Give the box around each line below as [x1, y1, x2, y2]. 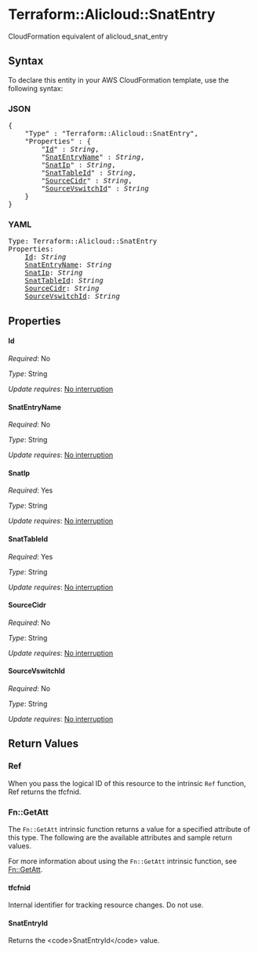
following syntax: [8, 83, 64, 93]
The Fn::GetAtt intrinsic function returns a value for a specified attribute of [8, 824, 251, 833]
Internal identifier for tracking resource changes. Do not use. [8, 900, 204, 910]
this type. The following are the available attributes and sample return [8, 833, 233, 842]
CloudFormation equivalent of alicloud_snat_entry [8, 31, 169, 41]
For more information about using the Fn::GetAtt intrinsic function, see [8, 856, 238, 866]
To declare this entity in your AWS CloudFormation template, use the [8, 75, 229, 84]
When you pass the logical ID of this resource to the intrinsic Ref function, [8, 778, 246, 788]
